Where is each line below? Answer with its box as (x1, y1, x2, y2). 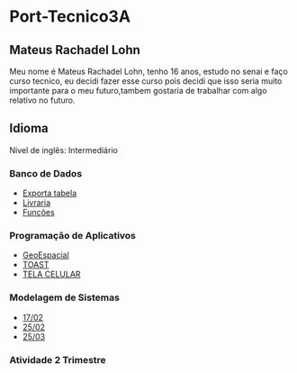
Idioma (9, 121, 49, 136)
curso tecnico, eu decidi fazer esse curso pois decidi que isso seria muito (9, 76, 283, 86)
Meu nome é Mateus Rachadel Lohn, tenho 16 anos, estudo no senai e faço (9, 66, 288, 77)
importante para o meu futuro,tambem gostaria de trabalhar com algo (9, 86, 267, 96)
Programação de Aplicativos (9, 230, 137, 242)
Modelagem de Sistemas (9, 291, 120, 304)
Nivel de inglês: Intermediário (9, 144, 119, 155)
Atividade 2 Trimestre (9, 353, 106, 366)
